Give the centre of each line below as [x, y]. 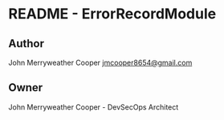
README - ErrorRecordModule [112, 14]
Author [26, 44]
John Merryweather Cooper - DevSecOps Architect [94, 107]
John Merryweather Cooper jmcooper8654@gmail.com [100, 62]
